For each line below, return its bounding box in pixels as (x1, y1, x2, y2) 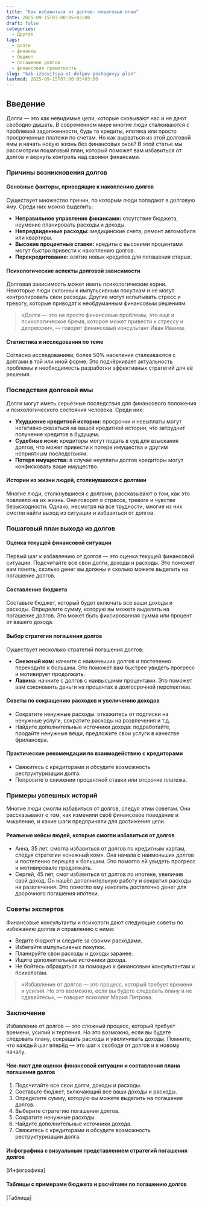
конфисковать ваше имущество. (14, 463, 99, 470)
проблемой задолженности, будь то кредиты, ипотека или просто (6, 127, 177, 135)
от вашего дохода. (6, 619, 54, 626)
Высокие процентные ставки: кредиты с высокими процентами (14, 240, 183, 248)
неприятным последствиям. (14, 449, 88, 457)
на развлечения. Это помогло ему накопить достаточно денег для (14, 883, 187, 891)
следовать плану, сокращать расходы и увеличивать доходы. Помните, (6, 1035, 192, 1042)
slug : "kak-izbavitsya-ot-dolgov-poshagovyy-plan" (6, 71, 136, 77)
